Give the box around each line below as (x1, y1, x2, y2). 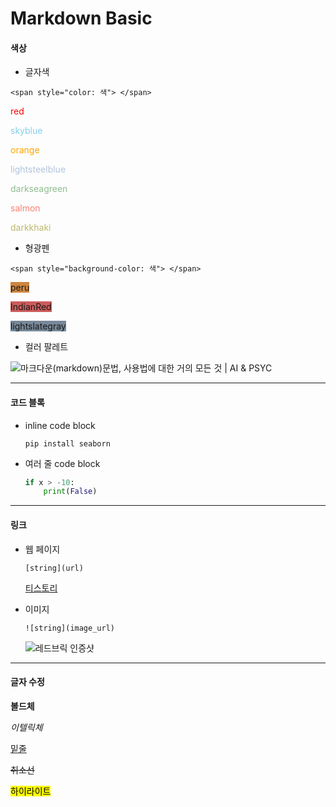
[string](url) (24, 563, 84, 573)
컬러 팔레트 (24, 341, 69, 353)
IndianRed (10, 301, 52, 313)
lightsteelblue (10, 163, 67, 176)
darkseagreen (10, 183, 68, 195)
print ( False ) (43, 487, 98, 497)
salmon (10, 202, 41, 214)
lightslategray (10, 320, 67, 332)
